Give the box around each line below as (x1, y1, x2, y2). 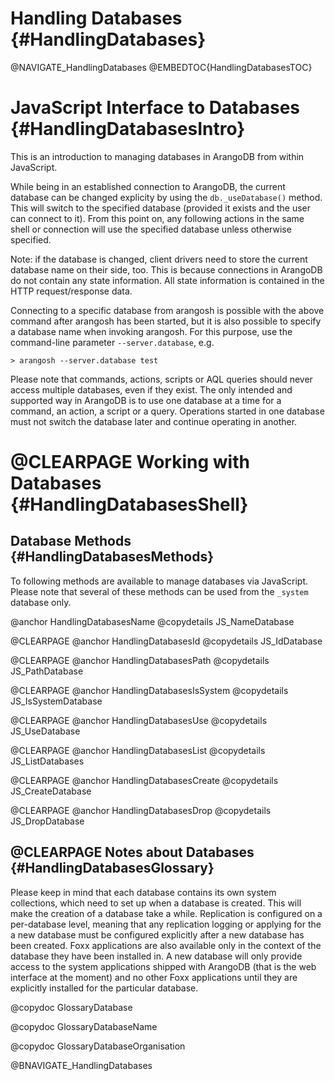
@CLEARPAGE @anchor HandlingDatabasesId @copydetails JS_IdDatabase (10, 635, 323, 647)
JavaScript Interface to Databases (10, 97, 301, 119)
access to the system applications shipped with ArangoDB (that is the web (10, 960, 317, 972)
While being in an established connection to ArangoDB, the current (10, 180, 286, 192)
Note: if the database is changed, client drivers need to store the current (10, 253, 308, 265)
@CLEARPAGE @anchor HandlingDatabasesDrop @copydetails (10, 804, 272, 816)
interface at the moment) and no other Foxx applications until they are (10, 971, 298, 983)
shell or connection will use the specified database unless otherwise (10, 223, 292, 235)
